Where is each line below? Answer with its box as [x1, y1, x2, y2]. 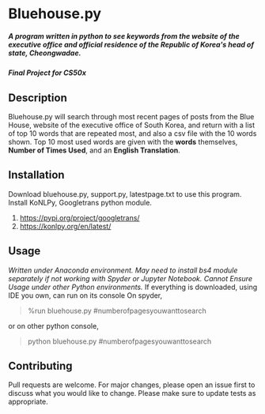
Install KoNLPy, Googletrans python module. [8, 198, 153, 207]
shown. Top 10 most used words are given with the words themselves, [8, 137, 238, 146]
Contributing [8, 359, 73, 372]
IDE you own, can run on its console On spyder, [8, 290, 163, 300]
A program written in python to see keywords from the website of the [8, 31, 240, 40]
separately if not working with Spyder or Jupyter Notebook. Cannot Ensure [8, 273, 253, 283]
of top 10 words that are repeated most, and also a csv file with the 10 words [8, 128, 257, 138]
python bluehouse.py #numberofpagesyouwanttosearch [27, 337, 212, 346]
